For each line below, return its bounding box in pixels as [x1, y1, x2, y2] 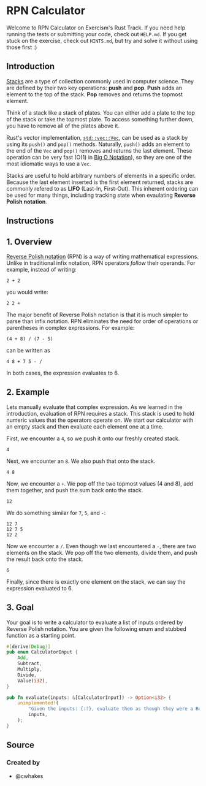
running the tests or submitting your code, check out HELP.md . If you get [6, 30, 187, 37]
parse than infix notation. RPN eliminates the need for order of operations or [6, 317, 199, 325]
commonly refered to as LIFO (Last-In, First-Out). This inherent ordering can [6, 185, 199, 192]
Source [6, 740, 35, 750]
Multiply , [17, 666, 43, 673]
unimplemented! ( [17, 700, 59, 706]
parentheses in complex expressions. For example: [6, 324, 135, 331]
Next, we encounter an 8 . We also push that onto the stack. [6, 457, 156, 465]
